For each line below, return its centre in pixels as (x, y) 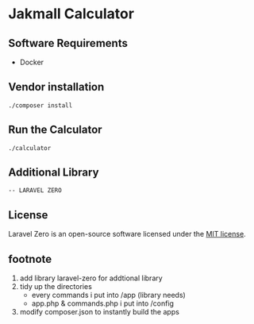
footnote (30, 259)
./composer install (40, 105)
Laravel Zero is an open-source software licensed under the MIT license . (127, 234)
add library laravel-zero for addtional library (91, 278)
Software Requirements (68, 43)
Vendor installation (56, 87)
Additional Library (54, 173)
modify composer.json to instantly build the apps (100, 312)
